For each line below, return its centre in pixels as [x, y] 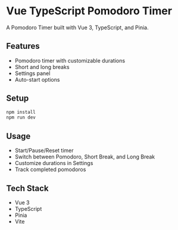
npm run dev [21, 117]
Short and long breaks [42, 67]
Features [23, 46]
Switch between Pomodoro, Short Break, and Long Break [85, 157]
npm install [21, 112]
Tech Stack [27, 188]
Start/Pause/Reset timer [44, 151]
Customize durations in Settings [54, 163]
